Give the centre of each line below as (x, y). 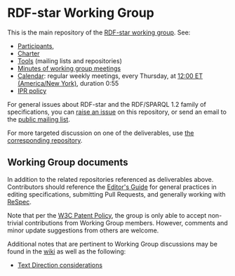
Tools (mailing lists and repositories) (70, 60)
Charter (28, 53)
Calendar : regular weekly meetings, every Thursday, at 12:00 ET (110, 76)
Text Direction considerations (60, 265)
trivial (15, 223)
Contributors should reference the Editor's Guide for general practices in (112, 187)
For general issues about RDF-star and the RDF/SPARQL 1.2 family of (107, 104)
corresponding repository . (45, 140)
